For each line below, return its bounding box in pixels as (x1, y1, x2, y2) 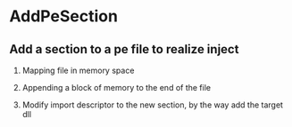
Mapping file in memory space (21, 65, 135, 75)
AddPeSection (9, 6, 119, 27)
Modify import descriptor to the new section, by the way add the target (21, 99, 284, 110)
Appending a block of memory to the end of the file (21, 83, 212, 92)
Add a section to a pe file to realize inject (9, 42, 239, 57)
